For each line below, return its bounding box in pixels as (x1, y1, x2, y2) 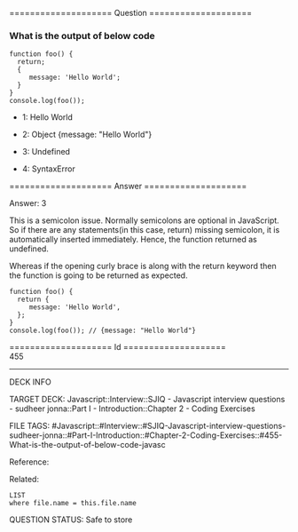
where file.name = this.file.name (9, 499, 137, 508)
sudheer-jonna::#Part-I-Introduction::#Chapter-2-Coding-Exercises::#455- (9, 430, 283, 441)
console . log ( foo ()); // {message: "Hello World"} (9, 326, 197, 336)
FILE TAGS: (9, 421, 51, 432)
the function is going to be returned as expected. (9, 270, 188, 281)
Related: (9, 474, 40, 485)
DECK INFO (9, 377, 51, 387)
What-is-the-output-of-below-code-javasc (9, 440, 166, 450)
